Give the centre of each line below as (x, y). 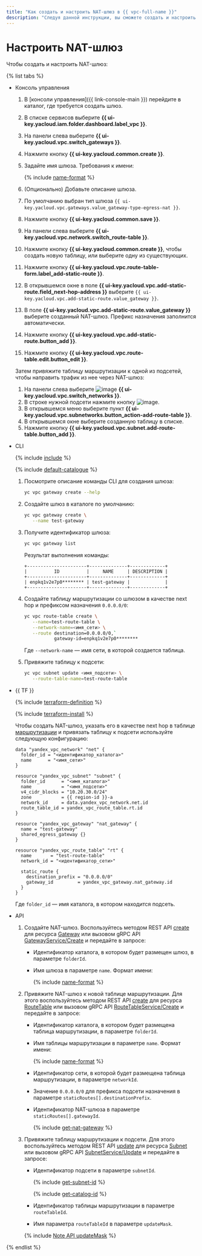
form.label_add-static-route (60, 274)
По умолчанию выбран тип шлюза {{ (72, 201)
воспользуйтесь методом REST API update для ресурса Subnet (106, 1146)
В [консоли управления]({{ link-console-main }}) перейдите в (103, 99)
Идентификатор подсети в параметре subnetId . (94, 1171)
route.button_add (47, 341)
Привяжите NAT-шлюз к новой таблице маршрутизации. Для (103, 994)
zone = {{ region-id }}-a (67, 798)
